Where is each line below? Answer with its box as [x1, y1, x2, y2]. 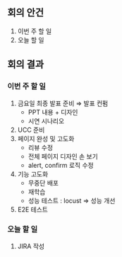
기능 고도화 [17, 169, 49, 178]
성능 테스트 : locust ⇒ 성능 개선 [28, 196, 116, 205]
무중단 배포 [28, 178, 59, 187]
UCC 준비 [17, 125, 45, 134]
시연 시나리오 [28, 116, 65, 125]
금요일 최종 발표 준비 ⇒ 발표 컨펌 [17, 98, 109, 108]
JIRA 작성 [17, 241, 44, 250]
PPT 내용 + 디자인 [28, 108, 78, 116]
